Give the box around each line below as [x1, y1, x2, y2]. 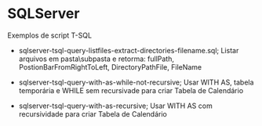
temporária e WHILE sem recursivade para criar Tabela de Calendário [18, 85, 244, 95]
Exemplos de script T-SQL [7, 31, 92, 40]
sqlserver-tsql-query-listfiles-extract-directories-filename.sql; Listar [18, 45, 239, 55]
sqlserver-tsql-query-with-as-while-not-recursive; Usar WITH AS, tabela [18, 77, 254, 87]
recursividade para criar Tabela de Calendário [18, 109, 168, 118]
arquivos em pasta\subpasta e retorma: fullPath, [18, 54, 174, 63]
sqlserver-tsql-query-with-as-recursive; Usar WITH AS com [18, 101, 213, 110]
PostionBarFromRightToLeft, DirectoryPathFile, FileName [18, 62, 202, 71]
